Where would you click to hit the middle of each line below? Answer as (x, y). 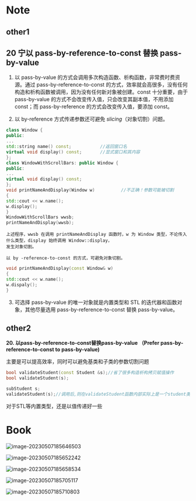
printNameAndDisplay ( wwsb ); (40, 223)
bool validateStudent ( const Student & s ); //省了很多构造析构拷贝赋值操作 (90, 373)
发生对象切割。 (21, 247)
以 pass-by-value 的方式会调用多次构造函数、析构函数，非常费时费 (95, 77)
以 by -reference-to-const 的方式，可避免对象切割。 (66, 258)
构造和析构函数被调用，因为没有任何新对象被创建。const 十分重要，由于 (101, 92)
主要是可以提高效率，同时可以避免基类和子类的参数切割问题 (78, 362)
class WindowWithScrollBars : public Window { (62, 163)
